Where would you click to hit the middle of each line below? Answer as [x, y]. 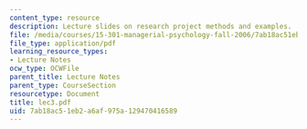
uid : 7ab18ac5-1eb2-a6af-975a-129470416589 [94, 111]
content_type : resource [55, 18]
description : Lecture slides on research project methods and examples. [151, 26]
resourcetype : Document [55, 94]
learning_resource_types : [58, 52]
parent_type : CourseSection [63, 85]
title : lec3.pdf [40, 102]
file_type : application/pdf [63, 43]
